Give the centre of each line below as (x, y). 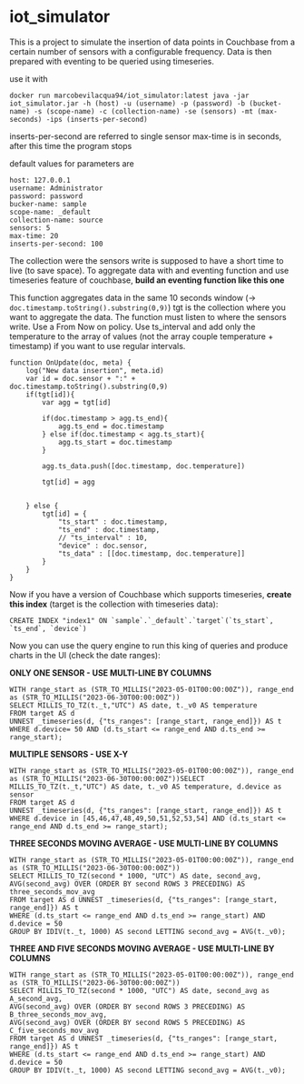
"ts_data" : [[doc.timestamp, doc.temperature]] (152, 553)
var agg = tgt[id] (77, 402)
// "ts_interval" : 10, (103, 537)
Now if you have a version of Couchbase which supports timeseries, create (151, 594)
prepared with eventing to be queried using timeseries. (112, 61)
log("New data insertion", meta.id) (95, 370)
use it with (29, 78)
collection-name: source (56, 220)
